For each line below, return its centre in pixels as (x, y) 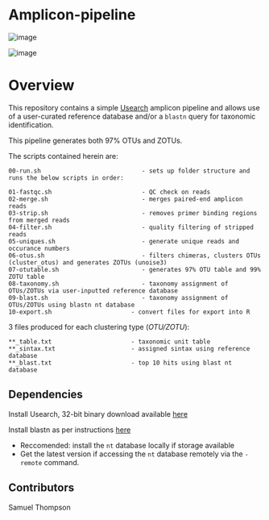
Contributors (41, 488)
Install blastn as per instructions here (70, 430)
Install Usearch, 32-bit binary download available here (98, 414)
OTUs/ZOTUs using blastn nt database (72, 305)
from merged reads (39, 220)
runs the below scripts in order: (66, 178)
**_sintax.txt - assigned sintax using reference (129, 348)
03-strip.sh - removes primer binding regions (133, 213)
